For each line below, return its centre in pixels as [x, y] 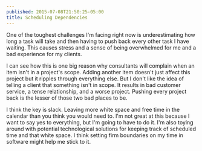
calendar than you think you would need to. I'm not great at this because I [98, 116]
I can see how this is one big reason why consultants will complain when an [100, 66]
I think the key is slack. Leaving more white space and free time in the [93, 109]
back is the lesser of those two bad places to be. [67, 98]
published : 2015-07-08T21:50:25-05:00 [55, 12]
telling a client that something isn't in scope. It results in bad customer [94, 85]
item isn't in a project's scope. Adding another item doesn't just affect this [98, 72]
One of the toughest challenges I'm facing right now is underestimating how [101, 34]
